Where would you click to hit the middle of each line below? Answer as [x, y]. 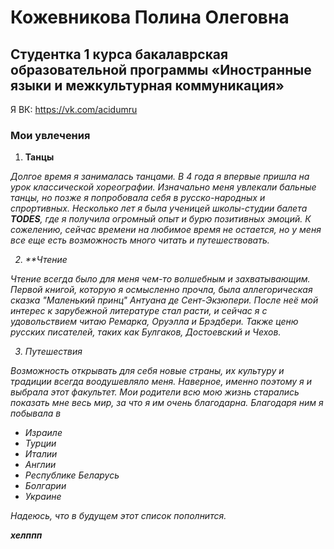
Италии [41, 454]
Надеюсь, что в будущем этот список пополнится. [118, 516]
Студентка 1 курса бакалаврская [119, 54]
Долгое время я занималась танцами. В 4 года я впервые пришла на [160, 177]
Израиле [43, 433]
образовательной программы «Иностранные [161, 69]
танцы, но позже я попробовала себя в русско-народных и [138, 198]
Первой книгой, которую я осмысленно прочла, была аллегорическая [161, 290]
